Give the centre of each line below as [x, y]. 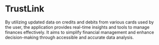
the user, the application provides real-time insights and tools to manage [77, 27]
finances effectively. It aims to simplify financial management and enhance [79, 32]
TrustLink [25, 9]
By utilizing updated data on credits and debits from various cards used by [79, 22]
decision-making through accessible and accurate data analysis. [70, 37]
